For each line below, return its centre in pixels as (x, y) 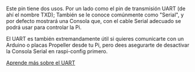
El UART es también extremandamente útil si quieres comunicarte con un (95, 39)
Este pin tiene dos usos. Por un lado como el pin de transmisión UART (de (96, 9)
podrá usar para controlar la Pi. (44, 27)
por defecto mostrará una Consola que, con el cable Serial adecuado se (94, 21)
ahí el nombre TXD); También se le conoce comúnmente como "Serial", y (95, 15)
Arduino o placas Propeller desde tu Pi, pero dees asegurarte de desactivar (98, 45)
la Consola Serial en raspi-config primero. (57, 51)
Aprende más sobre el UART (41, 63)
